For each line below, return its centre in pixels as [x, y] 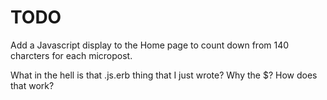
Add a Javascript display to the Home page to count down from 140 [150, 45]
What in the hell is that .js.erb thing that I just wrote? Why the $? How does [164, 75]
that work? [32, 85]
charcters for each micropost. [71, 55]
